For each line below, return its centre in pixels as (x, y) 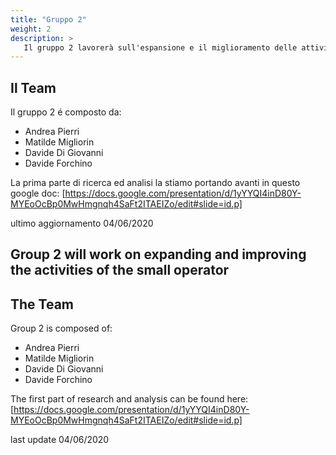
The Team (42, 304)
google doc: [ (38, 193)
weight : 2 (31, 29)
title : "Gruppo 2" (48, 19)
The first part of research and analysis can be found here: (129, 399)
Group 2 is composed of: (61, 328)
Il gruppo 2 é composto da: (66, 112)
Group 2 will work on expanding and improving (158, 254)
